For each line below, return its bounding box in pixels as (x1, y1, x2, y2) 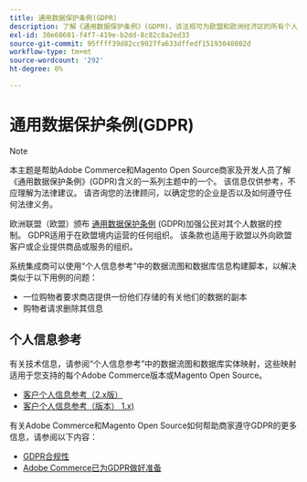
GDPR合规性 (22, 450, 70, 462)
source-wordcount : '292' (9, 56, 104, 65)
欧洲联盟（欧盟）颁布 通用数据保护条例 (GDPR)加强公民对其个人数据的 (9, 218, 274, 229)
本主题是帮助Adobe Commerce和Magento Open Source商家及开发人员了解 (9, 164, 291, 175)
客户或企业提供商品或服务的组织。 (9, 241, 138, 252)
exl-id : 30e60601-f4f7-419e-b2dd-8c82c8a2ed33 (9, 30, 190, 39)
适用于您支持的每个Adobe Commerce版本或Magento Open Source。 (9, 370, 268, 380)
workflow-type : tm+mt (9, 48, 92, 57)
